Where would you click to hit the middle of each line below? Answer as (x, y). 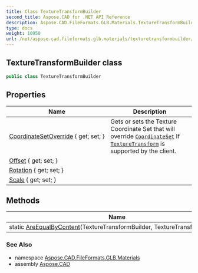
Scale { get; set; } (33, 179)
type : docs (19, 28)
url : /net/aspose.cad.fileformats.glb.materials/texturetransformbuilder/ (100, 39)
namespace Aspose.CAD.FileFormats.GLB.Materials (77, 258)
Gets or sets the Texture (144, 121)
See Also (19, 245)
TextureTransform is (138, 143)
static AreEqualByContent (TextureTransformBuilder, (81, 227)
